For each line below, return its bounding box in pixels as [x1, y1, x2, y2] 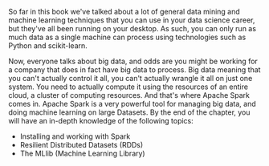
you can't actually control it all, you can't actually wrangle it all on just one [8, 74, 253, 83]
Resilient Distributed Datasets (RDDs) [19, 140, 144, 149]
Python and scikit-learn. [8, 41, 88, 51]
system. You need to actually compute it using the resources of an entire [8, 82, 249, 91]
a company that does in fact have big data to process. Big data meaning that [8, 65, 261, 75]
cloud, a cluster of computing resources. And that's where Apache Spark [8, 91, 251, 99]
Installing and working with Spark [19, 132, 131, 141]
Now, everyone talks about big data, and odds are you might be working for [8, 56, 259, 66]
